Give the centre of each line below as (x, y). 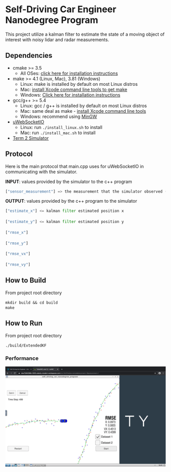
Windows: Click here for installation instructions (70, 95)
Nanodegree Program (52, 20)
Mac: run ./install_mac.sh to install (58, 133)
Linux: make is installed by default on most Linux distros (79, 84)
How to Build (26, 280)
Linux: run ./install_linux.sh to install (61, 127)
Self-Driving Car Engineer (61, 9)
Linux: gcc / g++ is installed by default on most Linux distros (83, 106)
